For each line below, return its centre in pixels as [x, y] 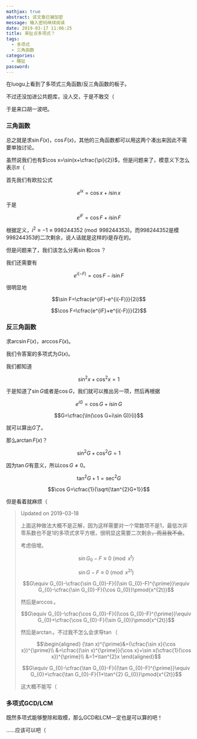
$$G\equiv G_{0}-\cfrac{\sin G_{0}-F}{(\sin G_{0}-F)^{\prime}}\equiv [106, 584]
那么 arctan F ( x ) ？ [27, 440]
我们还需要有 [21, 262]
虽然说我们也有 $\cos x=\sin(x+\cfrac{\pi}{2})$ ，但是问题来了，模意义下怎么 [98, 159]
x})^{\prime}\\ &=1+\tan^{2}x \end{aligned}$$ [106, 657]
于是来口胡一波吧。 [29, 109]
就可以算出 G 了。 [26, 427]
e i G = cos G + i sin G [99, 403]
